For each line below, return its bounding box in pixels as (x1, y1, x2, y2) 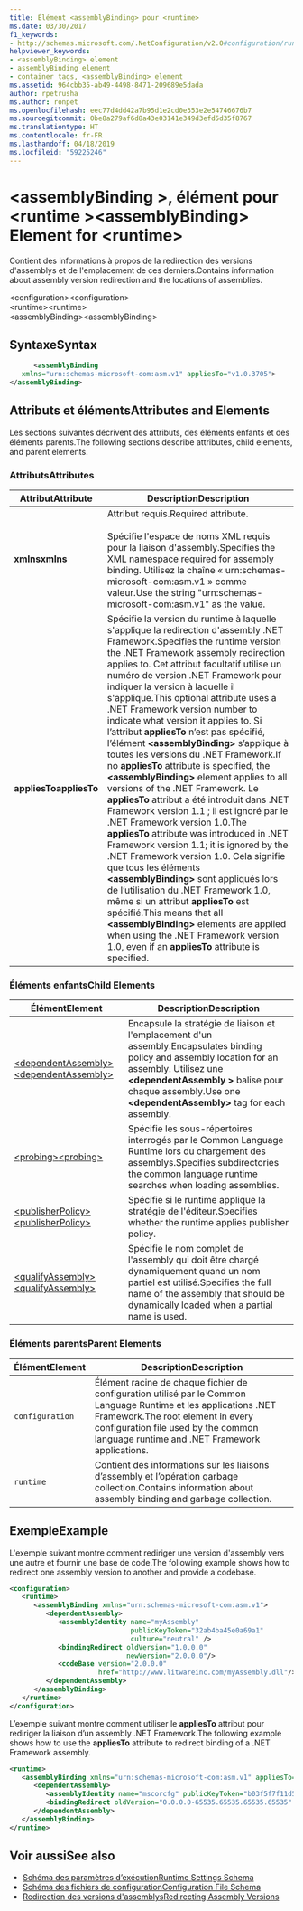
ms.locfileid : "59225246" (9, 147, 106, 156)
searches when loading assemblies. (127, 1179, 280, 1192)
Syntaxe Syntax (9, 336, 97, 353)
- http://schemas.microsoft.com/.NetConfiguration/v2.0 (9, 38, 224, 48)
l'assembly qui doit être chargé (127, 1254, 260, 1266)
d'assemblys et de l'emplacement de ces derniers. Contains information (9, 264, 275, 276)
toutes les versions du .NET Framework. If (106, 748, 282, 761)
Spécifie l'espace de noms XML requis (106, 530, 271, 543)
